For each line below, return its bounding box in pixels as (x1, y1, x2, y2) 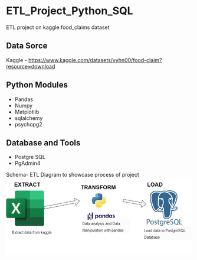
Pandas (14, 96, 34, 103)
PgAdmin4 (14, 160, 41, 167)
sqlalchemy (14, 114, 43, 122)
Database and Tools (6, 138, 81, 148)
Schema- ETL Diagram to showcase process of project (6, 171, 140, 178)
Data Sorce (6, 41, 48, 51)
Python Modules (6, 80, 68, 90)
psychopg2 (14, 121, 42, 128)
